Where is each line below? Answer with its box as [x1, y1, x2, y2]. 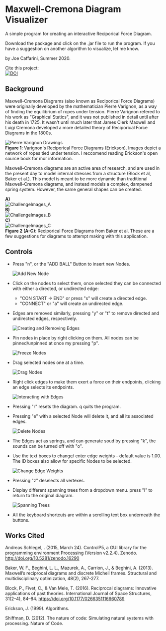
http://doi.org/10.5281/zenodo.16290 [5, 555, 80, 561]
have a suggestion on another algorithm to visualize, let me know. [5, 45, 139, 51]
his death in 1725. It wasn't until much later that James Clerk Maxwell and [5, 119, 156, 125]
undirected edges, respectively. [12, 315, 78, 321]
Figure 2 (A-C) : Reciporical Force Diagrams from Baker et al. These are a [5, 228, 155, 234]
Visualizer [5, 14, 48, 25]
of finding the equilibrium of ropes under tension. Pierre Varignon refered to [5, 108, 160, 114]
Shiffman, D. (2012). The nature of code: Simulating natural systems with [5, 615, 154, 621]
